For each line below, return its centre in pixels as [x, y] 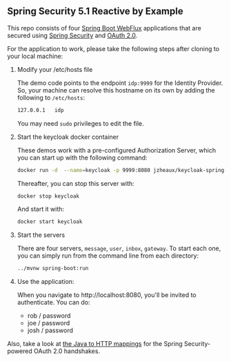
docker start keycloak [50, 222]
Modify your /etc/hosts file [55, 69]
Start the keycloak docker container [68, 137]
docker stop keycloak [48, 196]
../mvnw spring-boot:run [53, 269]
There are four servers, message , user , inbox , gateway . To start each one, [119, 249]
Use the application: [46, 282]
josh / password [50, 330]
